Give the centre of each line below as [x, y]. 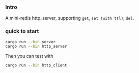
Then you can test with [29, 56]
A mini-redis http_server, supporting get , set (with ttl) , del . [70, 18]
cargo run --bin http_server [36, 47]
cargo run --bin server [31, 42]
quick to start [22, 31]
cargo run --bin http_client [36, 65]
